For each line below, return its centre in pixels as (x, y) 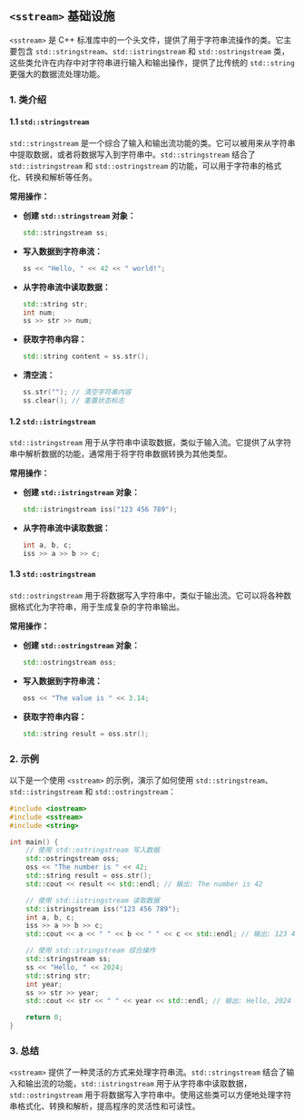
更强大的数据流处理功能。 (57, 73)
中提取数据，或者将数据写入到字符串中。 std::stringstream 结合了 (132, 154)
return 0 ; (44, 1018)
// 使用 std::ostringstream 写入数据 (93, 851)
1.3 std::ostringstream (53, 574)
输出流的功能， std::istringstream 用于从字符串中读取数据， (138, 1084)
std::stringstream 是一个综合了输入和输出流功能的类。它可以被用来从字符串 (152, 142)
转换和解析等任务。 (61, 177)
